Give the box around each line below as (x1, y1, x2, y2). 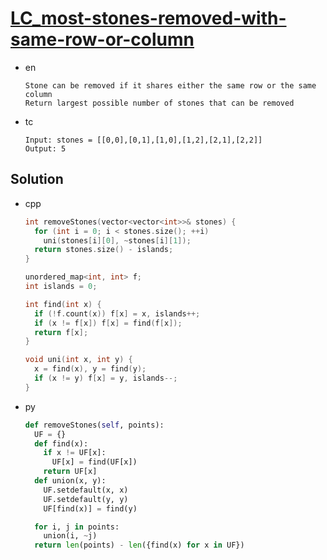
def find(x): (34, 438, 89, 449)
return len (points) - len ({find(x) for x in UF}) (34, 540, 245, 551)
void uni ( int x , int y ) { (24, 355, 133, 365)
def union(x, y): (34, 476, 107, 486)
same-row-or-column (10, 28, 195, 51)
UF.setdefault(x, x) (43, 485, 129, 495)
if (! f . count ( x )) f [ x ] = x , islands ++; (34, 308, 201, 319)
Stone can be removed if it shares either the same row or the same (24, 80, 317, 91)
